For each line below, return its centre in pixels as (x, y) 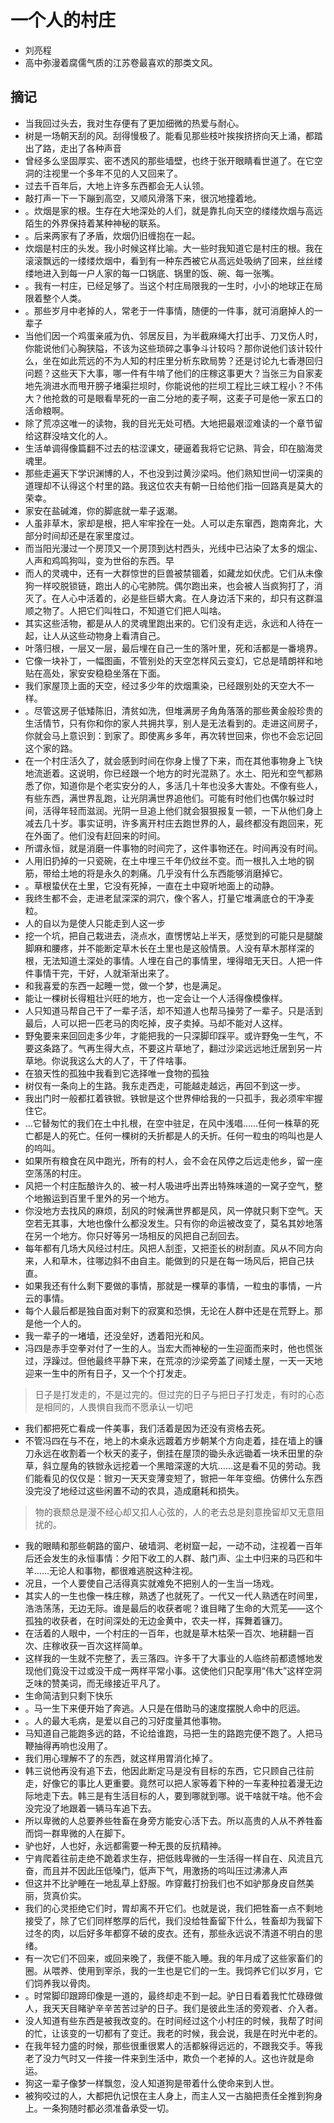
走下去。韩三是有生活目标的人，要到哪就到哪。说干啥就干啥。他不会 (182, 1795)
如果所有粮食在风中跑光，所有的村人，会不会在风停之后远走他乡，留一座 (173, 1160)
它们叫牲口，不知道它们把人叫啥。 (156, 610)
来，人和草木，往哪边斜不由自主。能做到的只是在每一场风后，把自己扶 (169, 1260)
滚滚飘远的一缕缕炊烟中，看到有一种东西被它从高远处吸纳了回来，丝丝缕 (173, 260)
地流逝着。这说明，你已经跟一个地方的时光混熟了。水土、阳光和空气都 (169, 773)
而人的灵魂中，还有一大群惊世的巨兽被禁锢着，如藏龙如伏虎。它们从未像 (173, 573)
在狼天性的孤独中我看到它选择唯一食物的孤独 (117, 1073)
